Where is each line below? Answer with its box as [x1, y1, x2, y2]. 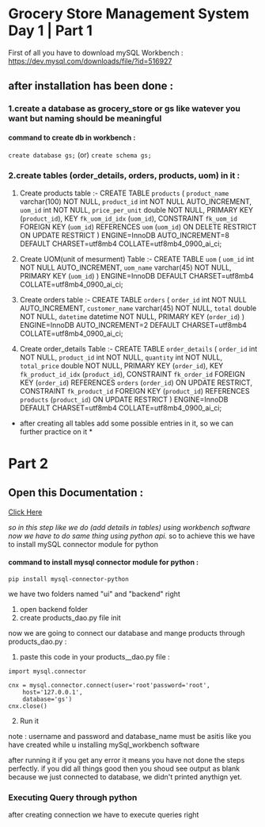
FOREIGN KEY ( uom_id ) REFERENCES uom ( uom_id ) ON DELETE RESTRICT [19, 221, 257, 231]
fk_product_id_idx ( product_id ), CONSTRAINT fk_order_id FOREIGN [19, 369, 245, 379]
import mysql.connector [8, 667, 87, 675]
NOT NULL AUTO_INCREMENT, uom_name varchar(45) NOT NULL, [19, 263, 232, 272]
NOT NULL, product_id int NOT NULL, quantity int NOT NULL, [19, 352, 223, 362]
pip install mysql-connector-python [8, 575, 129, 583]
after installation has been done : [8, 79, 174, 93]
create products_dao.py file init [19, 613, 121, 622]
